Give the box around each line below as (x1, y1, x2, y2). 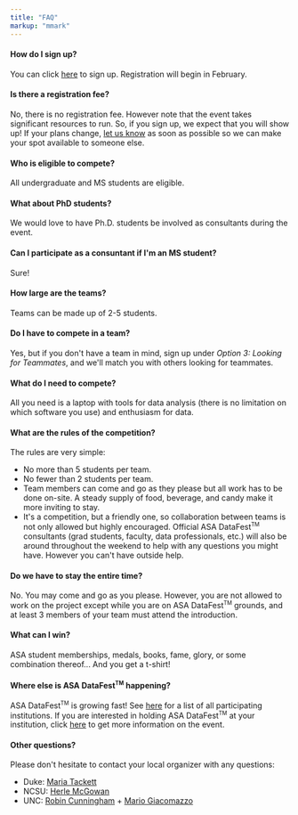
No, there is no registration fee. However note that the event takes (10, 109, 253, 119)
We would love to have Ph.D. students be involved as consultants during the (10, 217, 288, 228)
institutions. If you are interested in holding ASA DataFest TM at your (10, 709, 255, 721)
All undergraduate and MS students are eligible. (10, 177, 185, 188)
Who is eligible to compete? (10, 158, 115, 168)
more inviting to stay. (22, 502, 101, 513)
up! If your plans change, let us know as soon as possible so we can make (10, 127, 282, 138)
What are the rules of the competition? (10, 427, 156, 437)
